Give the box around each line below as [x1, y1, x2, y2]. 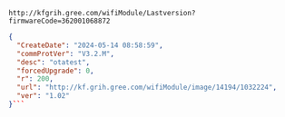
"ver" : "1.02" [16, 92, 70, 101]
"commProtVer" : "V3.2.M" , [16, 49, 115, 58]
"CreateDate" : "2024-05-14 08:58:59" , [16, 41, 164, 50]
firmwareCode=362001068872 [8, 16, 111, 25]
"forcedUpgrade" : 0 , [16, 66, 94, 75]
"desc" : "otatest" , [16, 57, 91, 67]
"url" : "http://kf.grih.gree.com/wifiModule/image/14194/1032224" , [16, 83, 278, 93]
